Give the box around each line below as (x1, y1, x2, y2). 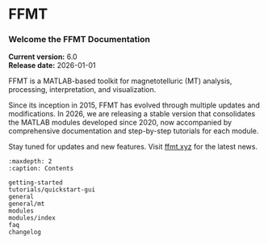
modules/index (8, 214, 57, 222)
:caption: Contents (8, 165, 74, 173)
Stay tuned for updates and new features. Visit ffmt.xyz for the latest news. (8, 142, 258, 152)
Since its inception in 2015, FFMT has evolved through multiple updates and (8, 100, 261, 110)
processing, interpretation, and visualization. (8, 85, 157, 95)
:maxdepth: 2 (8, 158, 52, 166)
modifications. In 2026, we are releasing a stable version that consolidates (8, 109, 256, 119)
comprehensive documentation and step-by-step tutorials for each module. (8, 126, 259, 136)
